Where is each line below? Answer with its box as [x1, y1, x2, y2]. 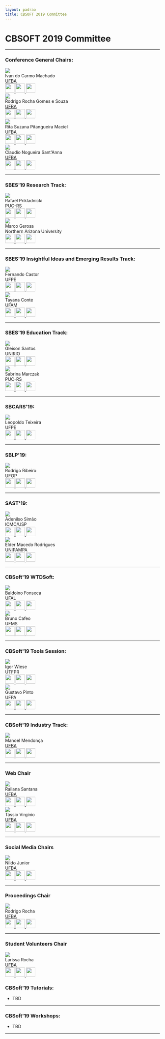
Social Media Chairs [5, 844, 54, 851]
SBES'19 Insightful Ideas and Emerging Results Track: [5, 255, 136, 262]
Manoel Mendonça [5, 737, 43, 743]
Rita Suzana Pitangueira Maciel [5, 123, 68, 129]
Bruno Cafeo [5, 615, 31, 621]
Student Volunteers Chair [5, 941, 67, 947]
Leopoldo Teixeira [5, 419, 42, 425]
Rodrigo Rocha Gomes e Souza [5, 98, 68, 104]
